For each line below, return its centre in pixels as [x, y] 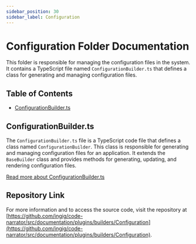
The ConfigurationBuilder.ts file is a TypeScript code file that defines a [93, 141]
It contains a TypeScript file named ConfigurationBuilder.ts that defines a [96, 69]
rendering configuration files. [41, 166]
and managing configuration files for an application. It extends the [86, 153]
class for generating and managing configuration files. [72, 75]
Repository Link [36, 195]
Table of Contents [40, 93]
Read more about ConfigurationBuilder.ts [55, 177]
